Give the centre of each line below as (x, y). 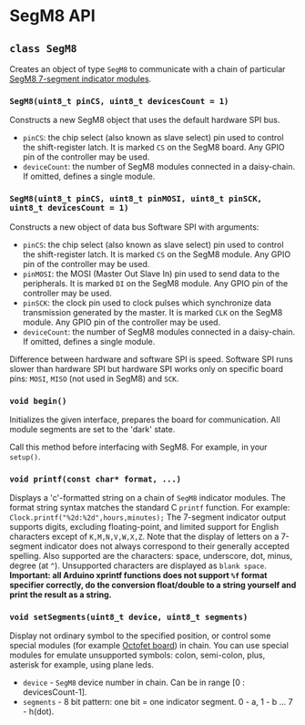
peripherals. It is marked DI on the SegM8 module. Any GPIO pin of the (155, 283)
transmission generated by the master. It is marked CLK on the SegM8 (152, 312)
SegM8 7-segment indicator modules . (81, 79)
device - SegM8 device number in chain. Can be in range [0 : (134, 683)
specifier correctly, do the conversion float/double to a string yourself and (153, 585)
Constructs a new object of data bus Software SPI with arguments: (134, 227)
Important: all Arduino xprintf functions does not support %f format (138, 575)
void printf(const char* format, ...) (96, 479)
